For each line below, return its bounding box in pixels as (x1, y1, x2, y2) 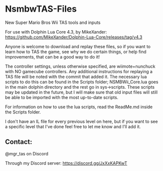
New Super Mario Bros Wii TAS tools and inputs (5, 19, 101, 25)
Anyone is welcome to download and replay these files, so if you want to (5, 43, 151, 49)
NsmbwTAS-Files (5, 3, 77, 15)
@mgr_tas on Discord (5, 151, 49, 156)
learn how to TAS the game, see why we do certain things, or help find (5, 49, 146, 55)
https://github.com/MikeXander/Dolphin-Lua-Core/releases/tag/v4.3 (5, 34, 143, 40)
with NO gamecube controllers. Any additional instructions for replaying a (5, 68, 153, 74)
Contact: (5, 138, 33, 146)
